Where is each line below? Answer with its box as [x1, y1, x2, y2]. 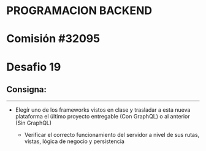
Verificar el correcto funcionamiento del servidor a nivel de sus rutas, [24, 131, 200, 139]
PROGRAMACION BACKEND [6, 4, 153, 18]
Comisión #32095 [6, 32, 100, 46]
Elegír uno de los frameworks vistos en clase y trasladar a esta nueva [15, 106, 191, 114]
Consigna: [6, 84, 47, 95]
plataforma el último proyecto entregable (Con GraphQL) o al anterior [15, 113, 190, 120]
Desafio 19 [6, 60, 61, 74]
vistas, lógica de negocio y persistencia [24, 137, 124, 145]
